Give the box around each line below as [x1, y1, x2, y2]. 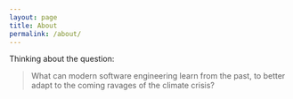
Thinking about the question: [9, 54, 115, 65]
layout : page [9, 12, 58, 22]
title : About [9, 21, 58, 30]
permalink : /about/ [9, 29, 82, 38]
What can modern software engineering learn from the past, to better [30, 71, 286, 81]
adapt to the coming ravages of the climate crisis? [30, 80, 216, 91]
